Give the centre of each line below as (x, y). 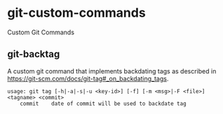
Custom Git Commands (41, 32)
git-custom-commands (76, 13)
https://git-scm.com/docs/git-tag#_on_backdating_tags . (88, 78)
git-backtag (34, 54)
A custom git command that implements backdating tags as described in (112, 71)
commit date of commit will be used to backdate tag (103, 104)
